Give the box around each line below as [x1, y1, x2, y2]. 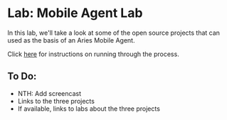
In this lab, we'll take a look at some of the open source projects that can [7, 28, 221, 37]
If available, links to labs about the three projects [17, 104, 160, 113]
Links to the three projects [17, 97, 95, 105]
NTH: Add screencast [17, 89, 82, 97]
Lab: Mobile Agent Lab [7, 5, 143, 21]
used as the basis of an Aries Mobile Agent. [7, 36, 135, 44]
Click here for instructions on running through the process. [7, 50, 179, 58]
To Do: [7, 70, 37, 82]
